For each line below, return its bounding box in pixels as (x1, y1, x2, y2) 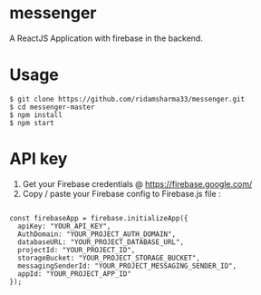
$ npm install (9, 110, 63, 120)
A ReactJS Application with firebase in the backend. (9, 33, 204, 44)
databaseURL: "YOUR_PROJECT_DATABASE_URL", (17, 237, 184, 247)
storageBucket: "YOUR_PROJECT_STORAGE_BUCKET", (17, 253, 201, 262)
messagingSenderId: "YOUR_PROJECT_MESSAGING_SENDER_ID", (17, 261, 237, 270)
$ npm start (9, 118, 54, 127)
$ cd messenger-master (9, 103, 95, 112)
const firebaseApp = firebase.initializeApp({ (9, 213, 188, 222)
